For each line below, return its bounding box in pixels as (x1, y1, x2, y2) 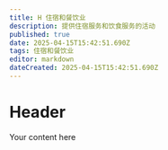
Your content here (9, 131, 76, 142)
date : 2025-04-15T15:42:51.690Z (9, 38, 130, 48)
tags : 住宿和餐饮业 (9, 47, 75, 56)
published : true (9, 30, 70, 39)
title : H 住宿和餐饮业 (9, 13, 86, 22)
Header (9, 102, 66, 122)
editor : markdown (9, 55, 75, 64)
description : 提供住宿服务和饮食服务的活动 (9, 22, 155, 31)
